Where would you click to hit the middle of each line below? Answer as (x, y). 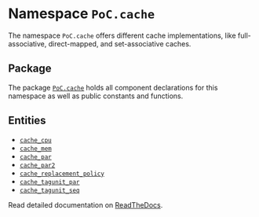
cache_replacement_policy (62, 174)
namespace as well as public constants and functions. (96, 96)
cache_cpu (36, 140)
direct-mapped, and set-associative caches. (120, 43)
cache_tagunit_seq (49, 190)
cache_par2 (37, 165)
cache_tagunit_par (49, 182)
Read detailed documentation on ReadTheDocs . (86, 204)
